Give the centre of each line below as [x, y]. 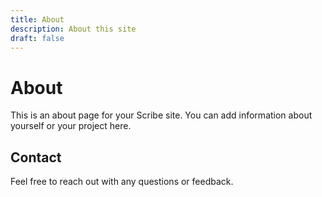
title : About [37, 19]
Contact [36, 157]
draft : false [37, 38]
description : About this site [73, 29]
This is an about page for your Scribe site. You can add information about [161, 115]
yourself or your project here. [71, 126]
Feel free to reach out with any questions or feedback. [122, 182]
